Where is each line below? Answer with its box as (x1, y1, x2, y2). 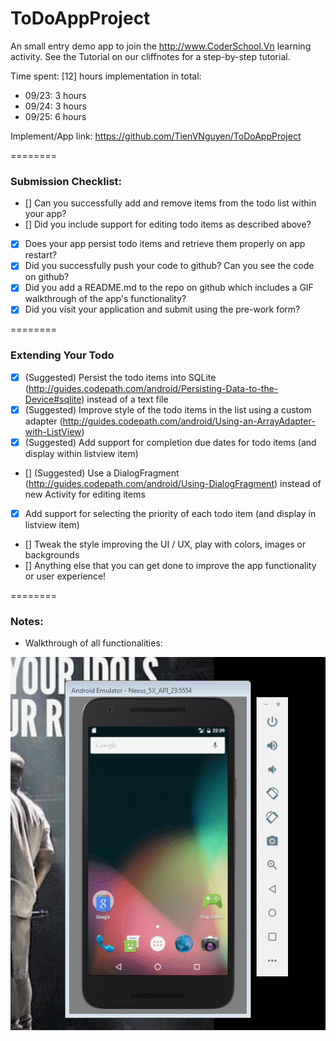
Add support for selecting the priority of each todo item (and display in (24, 507, 317, 519)
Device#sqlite (24, 393, 82, 405)
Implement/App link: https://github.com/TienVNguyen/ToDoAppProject (10, 130, 302, 142)
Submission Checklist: (10, 174, 123, 188)
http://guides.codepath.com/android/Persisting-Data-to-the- (28, 382, 279, 394)
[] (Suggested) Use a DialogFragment (24, 467, 180, 479)
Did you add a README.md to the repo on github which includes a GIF (24, 282, 314, 294)
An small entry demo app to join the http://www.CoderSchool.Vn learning (10, 40, 312, 52)
